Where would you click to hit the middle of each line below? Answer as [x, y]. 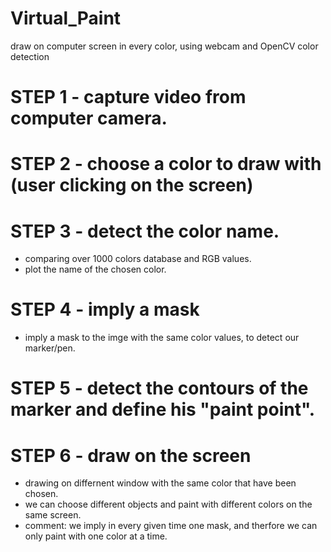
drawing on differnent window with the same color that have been [160, 483]
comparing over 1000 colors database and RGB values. [138, 259]
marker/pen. [50, 348]
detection [30, 56]
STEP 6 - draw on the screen [131, 455]
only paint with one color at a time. [96, 536]
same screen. [53, 515]
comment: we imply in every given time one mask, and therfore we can [171, 526]
